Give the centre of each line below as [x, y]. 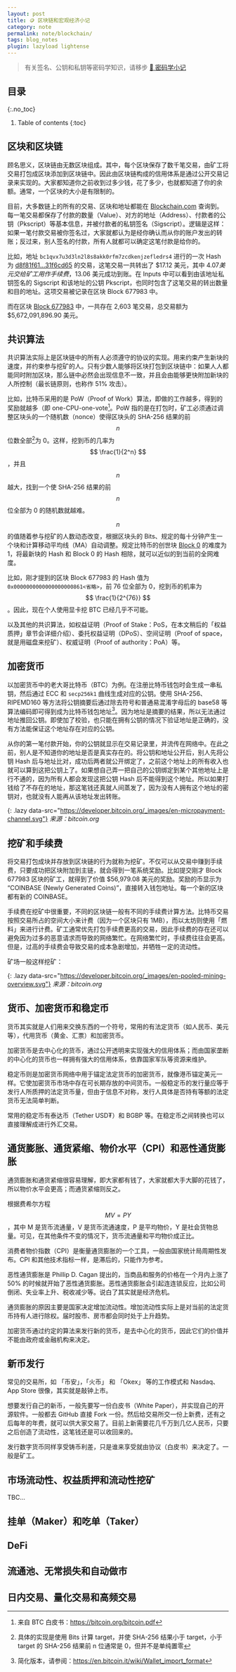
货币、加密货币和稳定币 [58, 1009]
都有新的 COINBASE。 [39, 896]
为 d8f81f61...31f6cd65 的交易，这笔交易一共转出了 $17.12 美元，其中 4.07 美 [117, 265]
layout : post [26, 14]
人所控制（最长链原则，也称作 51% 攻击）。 [69, 384]
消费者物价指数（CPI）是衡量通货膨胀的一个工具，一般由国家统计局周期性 [114, 1250]
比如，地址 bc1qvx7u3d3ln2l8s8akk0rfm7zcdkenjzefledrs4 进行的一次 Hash [114, 256]
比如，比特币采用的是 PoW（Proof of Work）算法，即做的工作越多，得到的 [115, 399]
